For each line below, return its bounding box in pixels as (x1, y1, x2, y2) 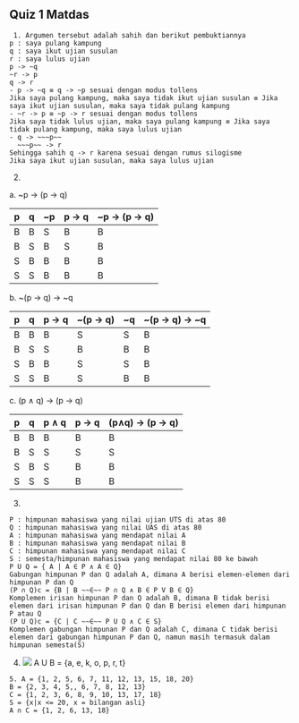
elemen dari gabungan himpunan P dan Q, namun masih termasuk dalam (9, 633, 270, 642)
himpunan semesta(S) (9, 640, 87, 650)
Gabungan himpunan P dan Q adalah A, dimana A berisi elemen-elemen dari (9, 570, 291, 579)
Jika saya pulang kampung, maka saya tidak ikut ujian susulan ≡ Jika (9, 93, 278, 102)
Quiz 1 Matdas (9, 7, 90, 22)
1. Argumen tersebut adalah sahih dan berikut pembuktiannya (13, 30, 246, 39)
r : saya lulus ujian (9, 54, 90, 64)
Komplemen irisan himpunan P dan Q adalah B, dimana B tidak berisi (9, 593, 270, 602)
